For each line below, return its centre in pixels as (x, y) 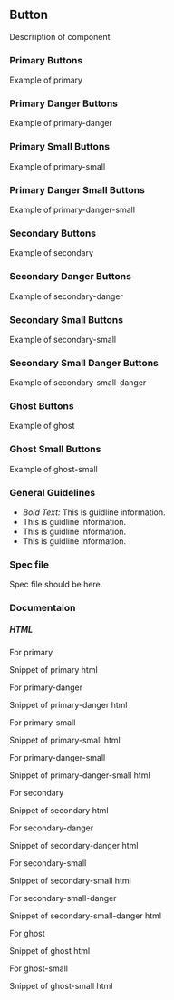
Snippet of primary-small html (65, 740)
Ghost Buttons (42, 406)
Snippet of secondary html (59, 811)
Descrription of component (60, 36)
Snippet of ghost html (50, 951)
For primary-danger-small (58, 758)
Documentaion (43, 608)
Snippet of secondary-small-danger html (85, 916)
